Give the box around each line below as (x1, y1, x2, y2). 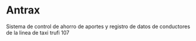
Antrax (6, 4, 40, 17)
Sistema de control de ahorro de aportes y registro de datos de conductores (6, 23, 191, 30)
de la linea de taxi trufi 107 (6, 29, 69, 36)
